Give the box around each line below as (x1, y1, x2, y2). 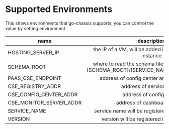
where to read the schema (93, 60, 155, 67)
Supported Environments (5, 4, 113, 15)
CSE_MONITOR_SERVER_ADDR (8, 99, 82, 106)
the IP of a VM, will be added (93, 46, 161, 53)
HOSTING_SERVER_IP (8, 49, 59, 56)
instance (141, 52, 162, 59)
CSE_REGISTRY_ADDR (8, 83, 61, 90)
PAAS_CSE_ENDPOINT (8, 74, 62, 81)
